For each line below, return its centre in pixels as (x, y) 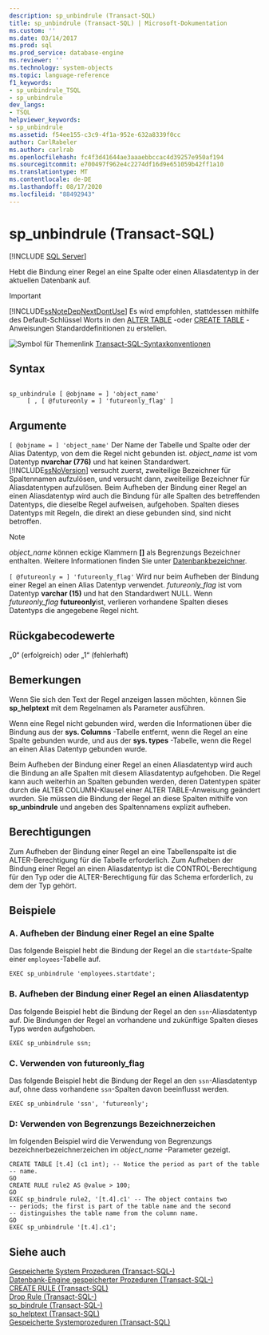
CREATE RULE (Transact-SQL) (59, 1289)
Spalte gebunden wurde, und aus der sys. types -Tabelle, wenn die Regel (130, 740)
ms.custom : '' (33, 30)
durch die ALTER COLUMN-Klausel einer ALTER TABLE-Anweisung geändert (135, 790)
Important (25, 295)
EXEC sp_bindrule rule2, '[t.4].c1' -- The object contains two (118, 1200)
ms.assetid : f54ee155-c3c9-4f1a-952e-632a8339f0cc (95, 134)
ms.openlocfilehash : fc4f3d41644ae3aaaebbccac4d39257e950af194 (117, 157)
